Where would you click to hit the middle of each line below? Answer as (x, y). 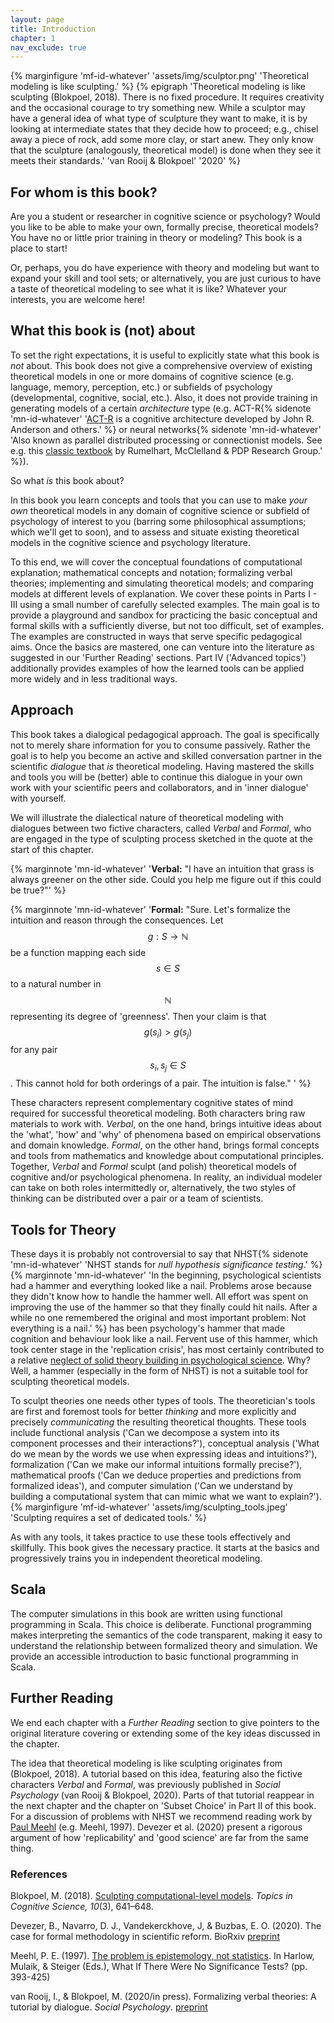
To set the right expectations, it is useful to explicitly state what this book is (165, 355)
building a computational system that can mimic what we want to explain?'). (166, 1497)
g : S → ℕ (168, 936)
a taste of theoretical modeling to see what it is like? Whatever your (148, 289)
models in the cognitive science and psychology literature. (130, 542)
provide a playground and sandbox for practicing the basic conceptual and (164, 615)
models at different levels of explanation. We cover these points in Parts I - (164, 593)
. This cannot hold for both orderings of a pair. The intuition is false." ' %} (161, 1083)
